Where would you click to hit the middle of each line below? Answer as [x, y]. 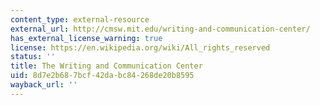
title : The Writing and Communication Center [106, 66]
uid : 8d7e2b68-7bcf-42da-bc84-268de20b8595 [102, 76]
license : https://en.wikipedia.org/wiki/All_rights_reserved [140, 47]
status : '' [33, 57]
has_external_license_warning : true [86, 38]
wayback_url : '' [44, 85]
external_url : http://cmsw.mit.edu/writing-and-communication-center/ [160, 29]
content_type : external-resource [80, 19]
